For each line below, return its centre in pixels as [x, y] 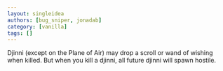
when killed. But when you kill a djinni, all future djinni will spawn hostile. [111, 61]
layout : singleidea [36, 14]
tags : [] [20, 33]
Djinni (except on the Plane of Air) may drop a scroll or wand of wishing [110, 53]
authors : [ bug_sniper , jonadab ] [54, 20]
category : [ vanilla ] [38, 26]
